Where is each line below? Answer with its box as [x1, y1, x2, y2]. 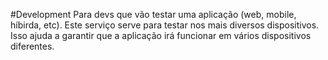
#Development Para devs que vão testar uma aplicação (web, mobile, [10, 9, 297, 20]
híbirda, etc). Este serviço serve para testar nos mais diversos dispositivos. [10, 19, 320, 31]
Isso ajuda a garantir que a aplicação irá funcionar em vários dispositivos [10, 30, 312, 41]
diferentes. [10, 40, 55, 52]
